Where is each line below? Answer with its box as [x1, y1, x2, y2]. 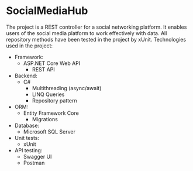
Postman [23, 159, 45, 166]
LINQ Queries [32, 91, 65, 98]
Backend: [14, 72, 38, 79]
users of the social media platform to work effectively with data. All [6, 29, 167, 36]
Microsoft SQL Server [23, 128, 76, 135]
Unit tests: [14, 134, 40, 141]
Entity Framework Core [23, 110, 79, 117]
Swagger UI [23, 153, 52, 160]
